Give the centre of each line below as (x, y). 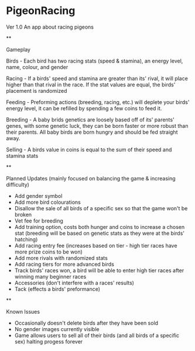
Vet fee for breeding (39, 221)
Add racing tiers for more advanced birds (64, 264)
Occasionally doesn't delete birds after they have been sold (86, 323)
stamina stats (22, 155)
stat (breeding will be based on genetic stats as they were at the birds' (99, 233)
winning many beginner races (50, 276)
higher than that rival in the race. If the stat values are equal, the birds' (91, 84)
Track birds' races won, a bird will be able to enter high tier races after (99, 270)
